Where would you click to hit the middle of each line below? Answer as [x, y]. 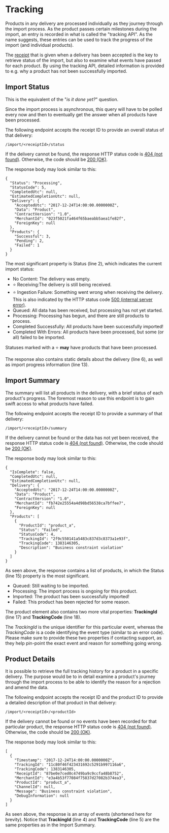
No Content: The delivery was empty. [52, 279]
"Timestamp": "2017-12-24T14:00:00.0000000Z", [64, 760]
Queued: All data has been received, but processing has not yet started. [88, 310]
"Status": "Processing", [36, 183]
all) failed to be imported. [39, 337]
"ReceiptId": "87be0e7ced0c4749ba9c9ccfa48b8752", [69, 774]
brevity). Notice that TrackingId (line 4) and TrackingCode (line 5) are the [82, 820]
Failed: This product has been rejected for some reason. [71, 602]
